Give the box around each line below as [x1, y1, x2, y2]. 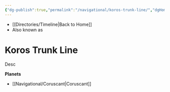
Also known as [12, 26, 43, 33]
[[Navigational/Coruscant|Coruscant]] [12, 80, 92, 86]
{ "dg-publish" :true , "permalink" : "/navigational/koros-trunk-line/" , [5, 7, 153, 13]
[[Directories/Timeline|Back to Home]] [12, 21, 92, 27]
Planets [5, 71, 21, 77]
